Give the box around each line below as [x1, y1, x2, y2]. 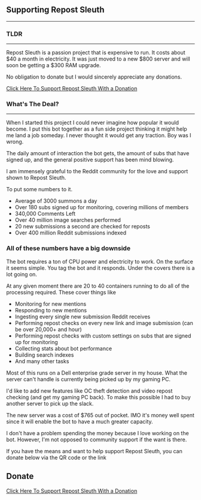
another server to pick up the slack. [6, 400, 94, 407]
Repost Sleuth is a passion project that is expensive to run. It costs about [6, 49, 185, 56]
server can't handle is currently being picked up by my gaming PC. [6, 375, 171, 382]
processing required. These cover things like [6, 288, 117, 296]
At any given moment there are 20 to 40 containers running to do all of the [6, 282, 190, 290]
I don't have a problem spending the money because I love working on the [6, 429, 190, 436]
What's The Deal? [6, 100, 59, 109]
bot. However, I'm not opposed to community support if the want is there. [6, 436, 187, 443]
